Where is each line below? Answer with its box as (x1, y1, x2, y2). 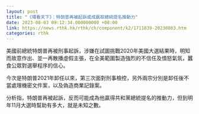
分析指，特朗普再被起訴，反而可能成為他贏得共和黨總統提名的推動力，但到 (6, 95, 188, 102)
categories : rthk (6, 31, 49, 36)
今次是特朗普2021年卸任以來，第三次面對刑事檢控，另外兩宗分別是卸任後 (6, 75, 184, 82)
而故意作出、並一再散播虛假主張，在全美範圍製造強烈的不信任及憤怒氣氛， (6, 55, 188, 62)
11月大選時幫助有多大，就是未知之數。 (11, 102, 104, 109)
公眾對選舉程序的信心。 (11, 62, 69, 69)
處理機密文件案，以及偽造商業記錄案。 (11, 82, 105, 89)
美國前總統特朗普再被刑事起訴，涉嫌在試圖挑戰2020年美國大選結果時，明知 (6, 48, 191, 55)
